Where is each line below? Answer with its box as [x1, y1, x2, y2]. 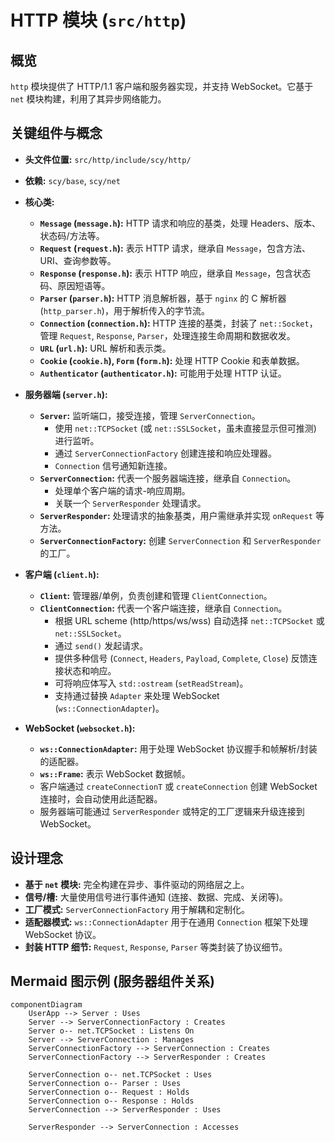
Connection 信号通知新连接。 [54, 459, 173, 471]
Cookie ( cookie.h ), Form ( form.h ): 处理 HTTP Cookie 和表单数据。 [39, 354, 305, 366]
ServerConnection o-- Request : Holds [28, 1087, 190, 1098]
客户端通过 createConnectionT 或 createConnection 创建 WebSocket [39, 780, 318, 792]
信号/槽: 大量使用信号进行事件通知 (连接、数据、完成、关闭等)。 [24, 891, 289, 903]
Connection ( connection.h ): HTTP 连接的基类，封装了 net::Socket [39, 317, 310, 329]
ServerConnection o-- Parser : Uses [28, 1079, 182, 1089]
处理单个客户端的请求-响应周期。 [54, 484, 191, 496]
